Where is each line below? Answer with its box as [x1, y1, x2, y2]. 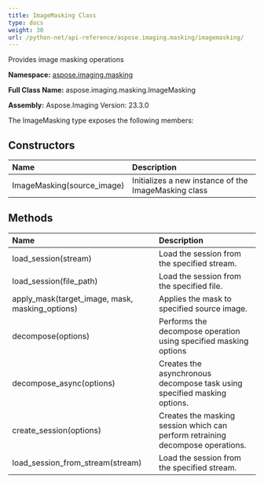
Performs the [158, 316, 207, 327]
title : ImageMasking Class [8, 11, 97, 20]
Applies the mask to [158, 293, 232, 304]
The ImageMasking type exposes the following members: [8, 115, 194, 126]
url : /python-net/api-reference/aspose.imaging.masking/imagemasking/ [8, 33, 244, 42]
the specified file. [158, 280, 223, 291]
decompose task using [158, 378, 243, 389]
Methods [8, 211, 53, 225]
